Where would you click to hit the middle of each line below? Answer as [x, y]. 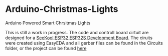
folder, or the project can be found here [46, 48]
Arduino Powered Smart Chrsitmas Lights [48, 23]
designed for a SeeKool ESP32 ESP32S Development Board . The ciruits [79, 38]
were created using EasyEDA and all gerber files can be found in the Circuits [84, 43]
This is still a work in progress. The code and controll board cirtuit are [77, 32]
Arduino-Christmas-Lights [62, 9]
